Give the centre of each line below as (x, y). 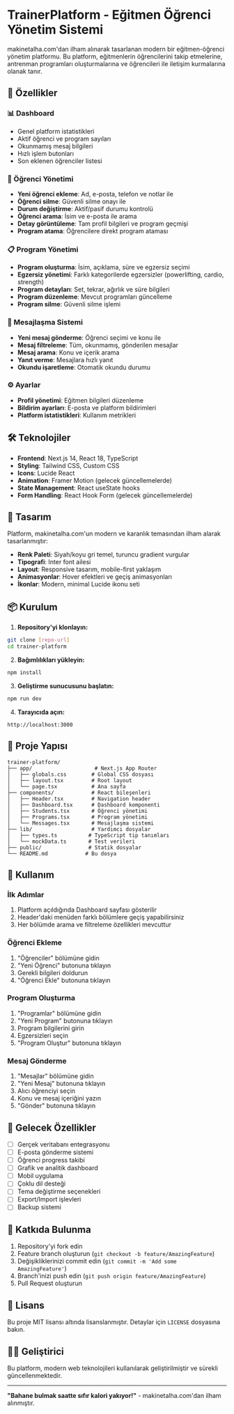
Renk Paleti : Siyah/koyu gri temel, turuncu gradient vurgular (103, 554)
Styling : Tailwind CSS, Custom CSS (68, 465)
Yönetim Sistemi (55, 30)
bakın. (16, 1330)
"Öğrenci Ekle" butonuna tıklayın (64, 980)
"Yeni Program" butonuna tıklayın (65, 1020)
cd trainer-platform (37, 647)
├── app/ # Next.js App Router (82, 768)
